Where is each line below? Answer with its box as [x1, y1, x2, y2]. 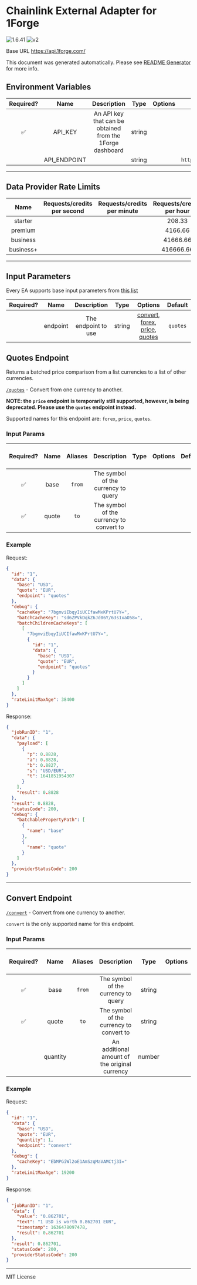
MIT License [6, 1273, 36, 1280]
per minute [107, 207, 139, 215]
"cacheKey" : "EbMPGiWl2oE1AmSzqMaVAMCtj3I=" [16, 1159, 127, 1165]
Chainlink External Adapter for [6, 4, 157, 18]
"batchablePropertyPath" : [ [16, 817, 85, 823]
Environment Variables [6, 82, 91, 92]
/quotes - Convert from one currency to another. [6, 386, 123, 393]
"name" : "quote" [27, 844, 67, 850]
